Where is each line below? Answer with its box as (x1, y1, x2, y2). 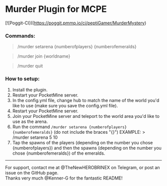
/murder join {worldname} (17, 53, 71, 59)
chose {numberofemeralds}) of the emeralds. (12, 150, 105, 156)
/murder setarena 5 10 (12, 134, 58, 140)
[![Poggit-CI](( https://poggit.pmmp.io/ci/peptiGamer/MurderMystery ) (5, 20, 147, 26)
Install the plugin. (12, 87, 48, 93)
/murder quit (17, 63, 43, 69)
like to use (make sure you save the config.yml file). (12, 102, 118, 108)
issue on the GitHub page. (5, 170, 59, 176)
